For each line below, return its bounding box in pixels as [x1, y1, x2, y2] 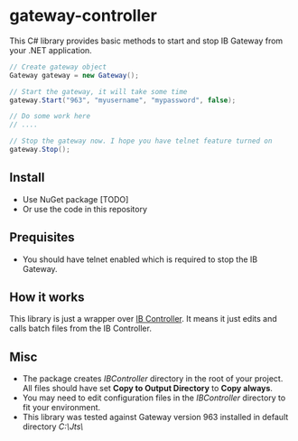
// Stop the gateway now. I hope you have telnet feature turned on [9, 136, 273, 145]
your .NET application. [9, 44, 92, 55]
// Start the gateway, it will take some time [9, 87, 188, 96]
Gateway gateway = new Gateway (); [9, 70, 140, 80]
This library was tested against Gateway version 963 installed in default [22, 412, 289, 423]
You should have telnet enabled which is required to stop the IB [22, 254, 258, 265]
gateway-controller [9, 5, 158, 26]
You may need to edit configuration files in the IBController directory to [22, 392, 286, 403]
